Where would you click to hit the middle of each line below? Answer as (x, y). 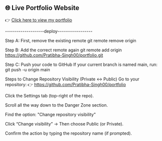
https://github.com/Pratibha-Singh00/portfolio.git (54, 55)
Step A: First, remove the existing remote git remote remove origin (71, 40)
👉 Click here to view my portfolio (39, 20)
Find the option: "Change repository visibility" (50, 114)
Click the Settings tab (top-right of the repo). (50, 95)
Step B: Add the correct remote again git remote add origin (64, 50)
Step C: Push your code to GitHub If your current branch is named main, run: (81, 64)
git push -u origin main (28, 69)
